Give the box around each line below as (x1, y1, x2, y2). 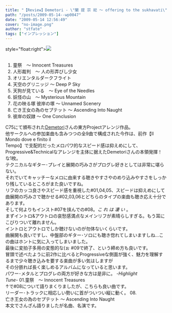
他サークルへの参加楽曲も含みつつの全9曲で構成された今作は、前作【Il (5, 131, 154, 136)
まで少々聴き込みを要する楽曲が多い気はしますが (9, 258, 113, 264)
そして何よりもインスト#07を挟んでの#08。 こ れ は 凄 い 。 (5, 206, 131, 213)
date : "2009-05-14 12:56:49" (5, 17, 68, 22)
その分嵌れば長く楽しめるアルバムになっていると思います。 (5, 264, 131, 270)
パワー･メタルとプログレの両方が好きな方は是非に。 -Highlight (5, 270, 138, 277)
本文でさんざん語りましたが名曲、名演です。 (5, 303, 99, 308)
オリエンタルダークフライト (12, 75, 72, 81)
